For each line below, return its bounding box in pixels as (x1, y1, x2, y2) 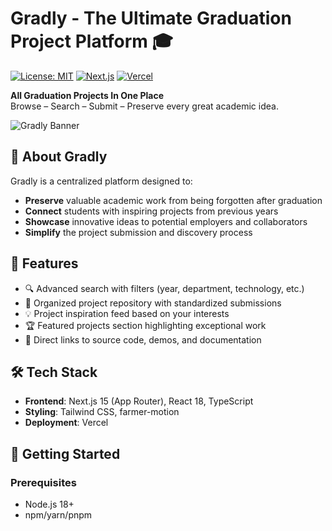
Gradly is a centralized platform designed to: (10, 175, 193, 187)
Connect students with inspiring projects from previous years (24, 205, 279, 217)
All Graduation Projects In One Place (10, 89, 164, 101)
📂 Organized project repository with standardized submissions (24, 297, 282, 309)
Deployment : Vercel (24, 417, 109, 429)
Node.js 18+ (24, 498, 75, 511)
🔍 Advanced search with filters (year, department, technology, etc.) (24, 282, 305, 294)
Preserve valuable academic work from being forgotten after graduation (24, 194, 323, 206)
